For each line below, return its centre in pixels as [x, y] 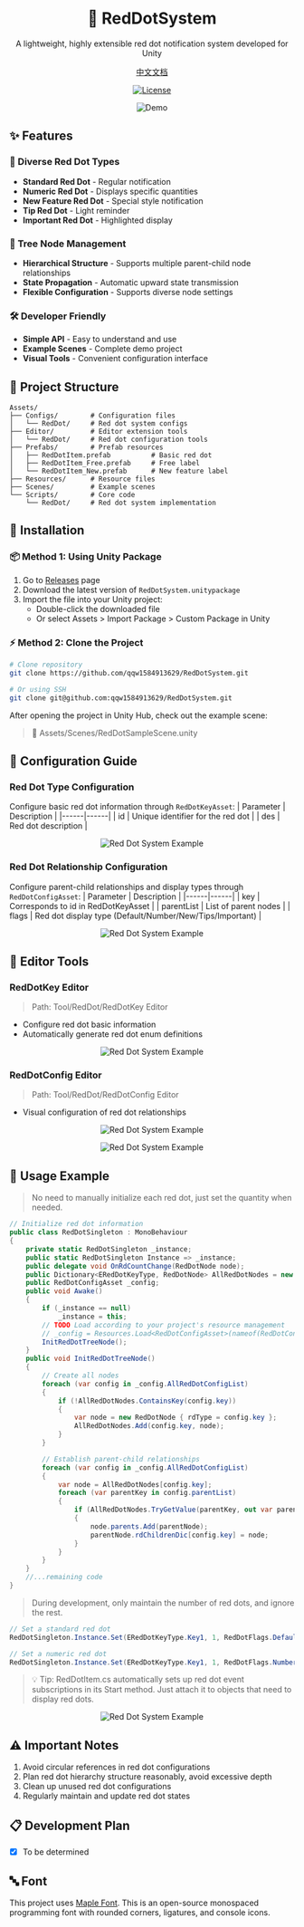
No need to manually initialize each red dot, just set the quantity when [161, 1198]
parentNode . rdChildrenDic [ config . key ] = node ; [180, 1535]
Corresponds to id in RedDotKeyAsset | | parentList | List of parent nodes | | [150, 906]
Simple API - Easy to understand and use [100, 340]
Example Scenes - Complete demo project [102, 349]
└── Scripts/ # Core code [72, 495]
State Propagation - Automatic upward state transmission [131, 282]
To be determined [56, 1852]
